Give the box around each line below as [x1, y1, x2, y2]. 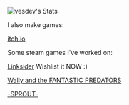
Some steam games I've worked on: [7, 49, 113, 56]
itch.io [7, 34, 26, 43]
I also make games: [7, 21, 64, 29]
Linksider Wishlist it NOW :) [7, 62, 88, 71]
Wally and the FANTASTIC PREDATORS [7, 76, 122, 84]
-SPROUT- [7, 90, 38, 98]
